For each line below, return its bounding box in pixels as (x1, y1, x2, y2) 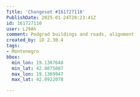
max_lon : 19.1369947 (12, 71, 64, 77)
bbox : (6, 54, 20, 60)
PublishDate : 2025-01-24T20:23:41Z (6, 15, 96, 21)
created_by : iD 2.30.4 (6, 37, 64, 43)
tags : (6, 43, 20, 49)
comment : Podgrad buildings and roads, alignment (6, 32, 135, 38)
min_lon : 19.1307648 (12, 59, 64, 65)
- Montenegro (6, 48, 39, 55)
